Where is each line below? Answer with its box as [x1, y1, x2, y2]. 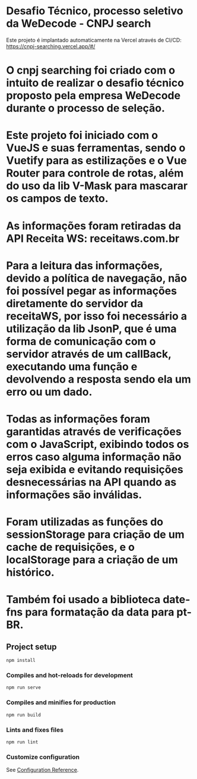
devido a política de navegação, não [6, 272, 188, 285]
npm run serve [6, 685, 42, 690]
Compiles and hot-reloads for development [6, 671, 134, 679]
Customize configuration [6, 753, 80, 761]
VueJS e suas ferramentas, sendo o [6, 141, 186, 155]
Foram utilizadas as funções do [6, 515, 164, 529]
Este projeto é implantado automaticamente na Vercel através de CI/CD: [6, 36, 182, 43]
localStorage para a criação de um [6, 553, 178, 567]
